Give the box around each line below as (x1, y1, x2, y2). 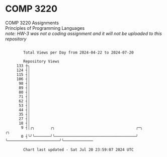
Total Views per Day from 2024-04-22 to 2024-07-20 (23, 50, 134, 55)
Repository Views (23, 59, 59, 64)
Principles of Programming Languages (5, 25, 85, 31)
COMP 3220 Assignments (5, 20, 59, 26)
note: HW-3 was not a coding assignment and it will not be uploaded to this (5, 30, 162, 36)
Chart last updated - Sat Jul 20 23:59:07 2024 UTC (23, 147, 134, 152)
